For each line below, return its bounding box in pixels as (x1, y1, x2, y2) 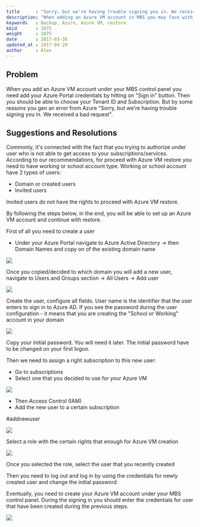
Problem (6, 70, 39, 80)
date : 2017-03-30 (6, 36, 68, 42)
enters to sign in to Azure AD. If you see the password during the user (6, 304, 177, 311)
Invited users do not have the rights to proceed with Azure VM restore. (6, 198, 179, 205)
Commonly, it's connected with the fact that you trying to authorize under (6, 144, 186, 151)
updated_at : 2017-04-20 (6, 42, 68, 48)
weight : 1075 (6, 31, 52, 37)
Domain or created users (14, 180, 76, 188)
